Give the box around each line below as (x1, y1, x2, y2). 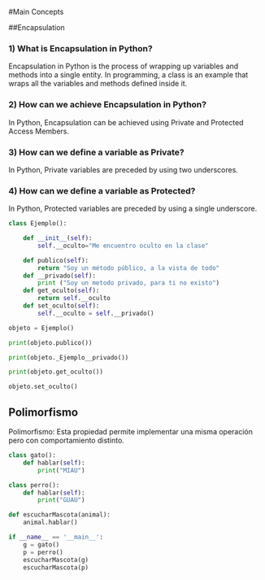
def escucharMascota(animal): (8, 511, 111, 519)
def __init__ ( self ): (23, 234, 93, 242)
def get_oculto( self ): (23, 286, 100, 295)
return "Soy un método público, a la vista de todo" (37, 264, 220, 272)
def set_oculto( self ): (23, 302, 100, 310)
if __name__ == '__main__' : (8, 533, 104, 541)
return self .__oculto (37, 294, 111, 303)
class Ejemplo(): (8, 220, 67, 228)
